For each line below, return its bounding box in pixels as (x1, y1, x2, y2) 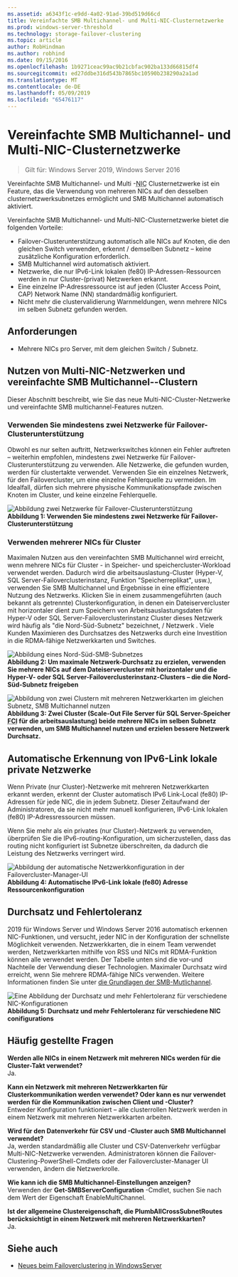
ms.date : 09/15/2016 (7, 57, 69, 64)
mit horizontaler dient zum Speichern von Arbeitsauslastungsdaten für (7, 606, 213, 615)
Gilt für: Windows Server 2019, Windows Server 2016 (24, 165, 180, 174)
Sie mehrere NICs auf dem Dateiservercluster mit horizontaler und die (7, 665, 218, 674)
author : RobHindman (7, 43, 65, 50)
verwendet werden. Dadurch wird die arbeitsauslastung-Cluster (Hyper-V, (7, 569, 224, 577)
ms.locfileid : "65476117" (7, 97, 84, 104)
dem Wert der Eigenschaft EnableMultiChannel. (7, 1193, 146, 1202)
